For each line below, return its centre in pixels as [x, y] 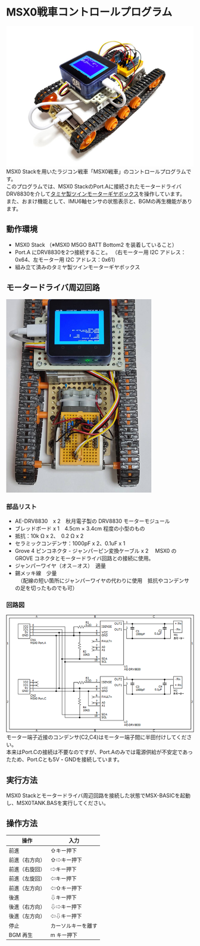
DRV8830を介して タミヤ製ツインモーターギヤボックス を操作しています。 [96, 193]
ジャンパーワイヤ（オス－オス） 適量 [60, 565]
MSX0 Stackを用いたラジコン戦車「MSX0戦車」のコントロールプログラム [96, 171]
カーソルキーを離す [74, 925]
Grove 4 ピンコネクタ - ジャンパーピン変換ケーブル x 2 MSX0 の [96, 550]
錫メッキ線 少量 [36, 573]
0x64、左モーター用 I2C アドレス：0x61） [67, 259]
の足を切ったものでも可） [45, 588]
